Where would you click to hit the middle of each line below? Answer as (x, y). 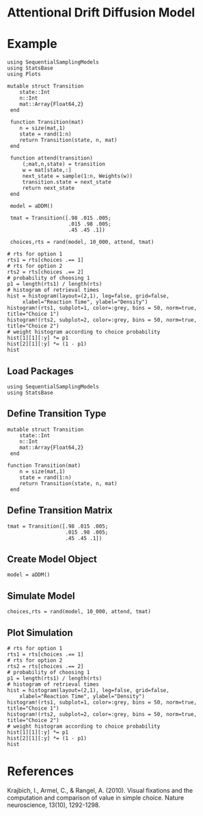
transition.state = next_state (67, 182)
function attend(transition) (52, 158)
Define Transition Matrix (60, 511)
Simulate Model (41, 596)
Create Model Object (52, 559)
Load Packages (40, 371)
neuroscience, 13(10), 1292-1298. (54, 805)
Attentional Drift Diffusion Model (101, 13)
